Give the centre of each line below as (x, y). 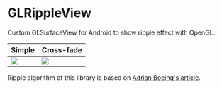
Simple (23, 49)
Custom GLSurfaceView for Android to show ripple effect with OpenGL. (111, 32)
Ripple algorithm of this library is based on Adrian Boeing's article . (104, 77)
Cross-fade (62, 49)
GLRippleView (50, 13)
